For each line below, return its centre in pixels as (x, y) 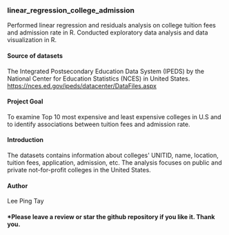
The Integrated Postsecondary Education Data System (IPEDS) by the (106, 71)
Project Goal (25, 101)
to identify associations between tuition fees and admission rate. (99, 124)
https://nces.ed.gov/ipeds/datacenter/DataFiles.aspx (82, 85)
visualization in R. (32, 40)
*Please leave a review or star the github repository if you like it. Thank (111, 216)
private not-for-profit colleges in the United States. (79, 170)
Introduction (25, 140)
